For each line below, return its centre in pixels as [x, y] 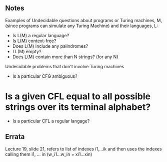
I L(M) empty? [27, 51]
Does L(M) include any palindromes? [50, 46]
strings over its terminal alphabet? [78, 107]
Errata [15, 137]
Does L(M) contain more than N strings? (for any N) [65, 57]
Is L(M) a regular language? [41, 35]
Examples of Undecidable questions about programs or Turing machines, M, [84, 20]
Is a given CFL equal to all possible [78, 96]
